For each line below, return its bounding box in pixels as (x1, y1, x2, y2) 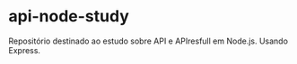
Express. (8, 44, 41, 55)
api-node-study (8, 6, 129, 27)
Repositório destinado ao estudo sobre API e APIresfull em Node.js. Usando (8, 36, 289, 46)
